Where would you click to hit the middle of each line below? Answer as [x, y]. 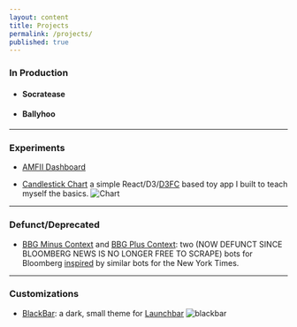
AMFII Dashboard [54, 167]
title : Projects [39, 26]
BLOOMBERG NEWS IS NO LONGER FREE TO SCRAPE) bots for [137, 254]
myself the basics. [55, 194]
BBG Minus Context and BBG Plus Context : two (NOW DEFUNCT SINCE [152, 244]
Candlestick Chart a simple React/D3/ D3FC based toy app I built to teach [155, 184]
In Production [39, 73]
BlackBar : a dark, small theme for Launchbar [103, 313]
